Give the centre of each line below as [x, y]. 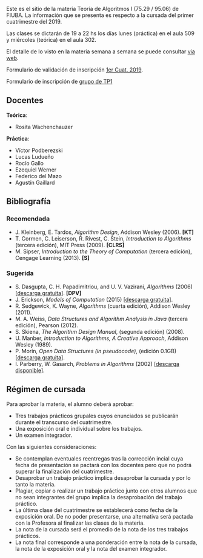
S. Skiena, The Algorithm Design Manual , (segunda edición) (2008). [100, 331]
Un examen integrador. [44, 435]
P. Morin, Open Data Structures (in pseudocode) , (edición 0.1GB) [96, 351]
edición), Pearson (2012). [47, 325]
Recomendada [28, 219]
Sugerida [20, 273]
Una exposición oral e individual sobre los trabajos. [79, 428]
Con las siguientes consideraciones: [52, 447]
